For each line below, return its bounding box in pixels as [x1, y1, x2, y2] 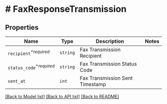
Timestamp [80, 81, 106, 88]
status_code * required [7, 63, 55, 71]
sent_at [7, 78, 26, 84]
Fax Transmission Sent [80, 75, 133, 81]
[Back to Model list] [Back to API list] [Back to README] [5, 94, 119, 100]
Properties [5, 23, 39, 32]
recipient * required [7, 49, 50, 56]
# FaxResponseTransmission [5, 3, 127, 15]
